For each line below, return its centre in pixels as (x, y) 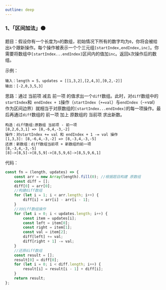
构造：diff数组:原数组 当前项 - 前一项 (41, 125)
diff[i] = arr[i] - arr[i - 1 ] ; (57, 200)
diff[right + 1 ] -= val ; (49, 241)
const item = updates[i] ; (50, 218)
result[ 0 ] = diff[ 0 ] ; (36, 260)
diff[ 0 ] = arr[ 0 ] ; (33, 186)
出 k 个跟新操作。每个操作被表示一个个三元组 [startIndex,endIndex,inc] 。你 (82, 47)
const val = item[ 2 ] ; (45, 232)
